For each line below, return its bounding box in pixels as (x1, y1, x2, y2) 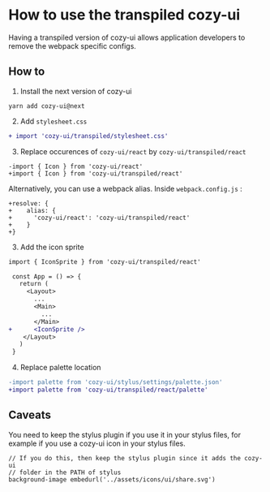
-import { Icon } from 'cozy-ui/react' (8, 162, 144, 170)
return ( (19, 280, 49, 288)
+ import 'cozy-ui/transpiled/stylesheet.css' (8, 132, 169, 140)
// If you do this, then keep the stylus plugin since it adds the (8, 454, 242, 462)
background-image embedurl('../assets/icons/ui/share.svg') (8, 475, 216, 484)
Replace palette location (19, 363, 101, 373)
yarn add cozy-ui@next (8, 101, 85, 110)
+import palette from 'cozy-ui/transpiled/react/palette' (8, 386, 208, 394)
